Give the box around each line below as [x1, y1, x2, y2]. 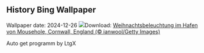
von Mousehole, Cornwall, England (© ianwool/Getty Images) [6, 28, 160, 35]
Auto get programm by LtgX [6, 39, 76, 47]
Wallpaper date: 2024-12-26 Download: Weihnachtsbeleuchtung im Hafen [6, 21, 198, 29]
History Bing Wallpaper [6, 5, 96, 15]
